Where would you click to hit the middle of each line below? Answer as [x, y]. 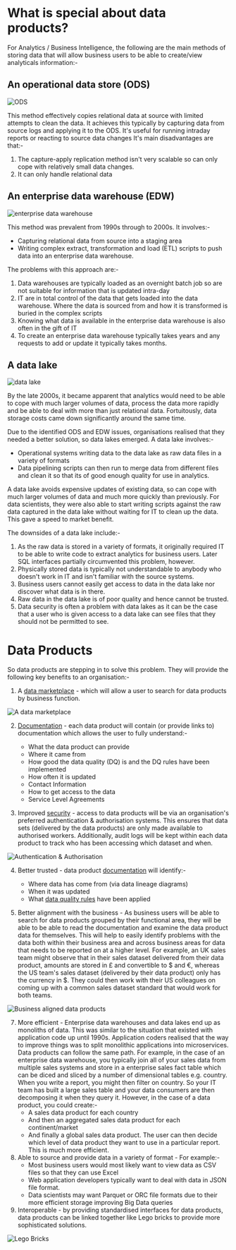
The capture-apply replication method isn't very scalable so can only [118, 159]
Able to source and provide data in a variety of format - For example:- [119, 1158]
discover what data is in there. [61, 591]
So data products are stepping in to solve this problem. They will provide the [118, 670]
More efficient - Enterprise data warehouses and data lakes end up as [119, 1023]
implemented [47, 769]
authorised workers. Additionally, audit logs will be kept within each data [122, 836]
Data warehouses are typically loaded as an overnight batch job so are [120, 283]
